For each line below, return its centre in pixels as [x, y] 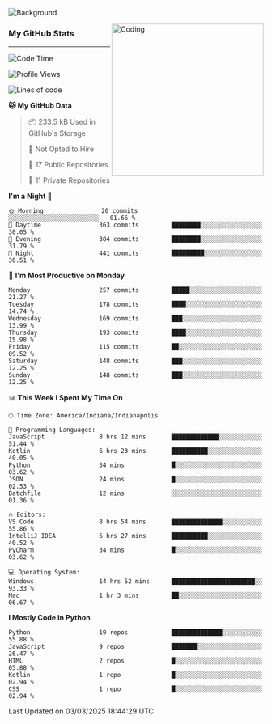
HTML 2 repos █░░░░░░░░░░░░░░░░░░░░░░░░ [136, 661]
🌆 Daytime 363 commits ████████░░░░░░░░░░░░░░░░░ [136, 225]
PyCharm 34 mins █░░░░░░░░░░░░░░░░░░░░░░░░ [136, 550]
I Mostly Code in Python [49, 618]
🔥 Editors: [27, 515]
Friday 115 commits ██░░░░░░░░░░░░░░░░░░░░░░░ [136, 347]
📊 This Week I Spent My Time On [66, 398]
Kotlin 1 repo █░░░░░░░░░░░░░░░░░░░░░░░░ [136, 675]
